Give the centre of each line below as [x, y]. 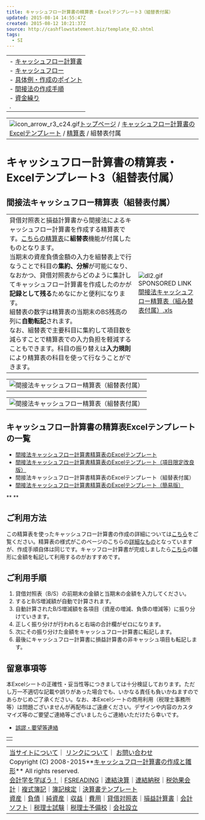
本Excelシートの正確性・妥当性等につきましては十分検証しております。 [95, 684]
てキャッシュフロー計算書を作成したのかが [71, 284]
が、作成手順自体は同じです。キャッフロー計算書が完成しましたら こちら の [100, 549]
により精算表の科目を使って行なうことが [67, 358]
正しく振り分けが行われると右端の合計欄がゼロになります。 [90, 624]
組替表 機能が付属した [100, 239]
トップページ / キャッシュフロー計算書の [137, 124]
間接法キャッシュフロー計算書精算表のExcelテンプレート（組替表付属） [105, 477]
